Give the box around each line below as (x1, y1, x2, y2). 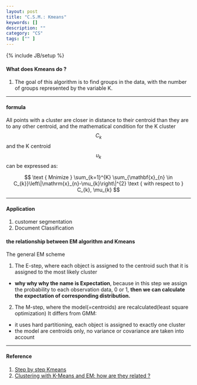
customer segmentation (14, 218, 72, 225)
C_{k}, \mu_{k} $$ (77, 186, 120, 193)
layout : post (6, 8, 38, 15)
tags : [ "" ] (6, 36, 35, 42)
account (14, 334, 35, 341)
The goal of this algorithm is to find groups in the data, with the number (14, 79, 187, 86)
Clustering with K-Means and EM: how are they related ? (14, 372, 151, 379)
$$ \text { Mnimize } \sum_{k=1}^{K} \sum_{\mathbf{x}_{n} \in (24, 174, 173, 181)
